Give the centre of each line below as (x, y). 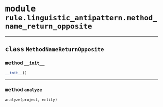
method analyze (24, 90)
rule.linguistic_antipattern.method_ (81, 18)
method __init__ (25, 63)
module (21, 9)
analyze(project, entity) (31, 100)
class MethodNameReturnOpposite (55, 49)
